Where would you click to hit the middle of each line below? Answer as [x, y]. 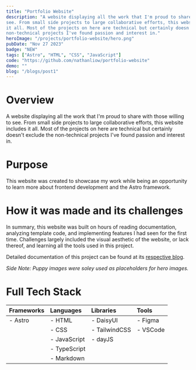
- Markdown [67, 358]
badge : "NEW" [22, 50]
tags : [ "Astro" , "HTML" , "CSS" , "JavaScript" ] [64, 55]
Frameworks [27, 310]
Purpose [27, 165]
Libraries [104, 310]
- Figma [148, 320]
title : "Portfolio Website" [40, 11]
